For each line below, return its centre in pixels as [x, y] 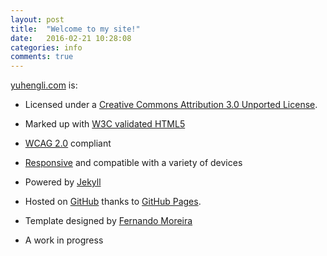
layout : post [37, 19]
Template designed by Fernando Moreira [108, 221]
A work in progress [64, 240]
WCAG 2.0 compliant [68, 143]
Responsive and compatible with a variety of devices [133, 163]
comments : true [42, 57]
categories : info [46, 47]
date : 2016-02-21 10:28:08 [71, 38]
